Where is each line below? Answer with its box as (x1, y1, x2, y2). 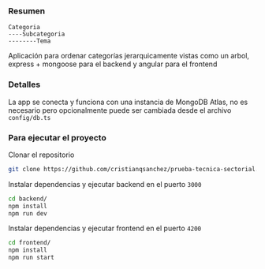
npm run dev (8, 209, 47, 218)
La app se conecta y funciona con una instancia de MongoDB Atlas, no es (8, 97, 248, 106)
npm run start (8, 254, 55, 262)
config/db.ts (8, 114, 51, 121)
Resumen (8, 6, 46, 17)
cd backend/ (8, 195, 47, 203)
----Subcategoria (8, 30, 65, 39)
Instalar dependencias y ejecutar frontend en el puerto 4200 (8, 223, 202, 234)
